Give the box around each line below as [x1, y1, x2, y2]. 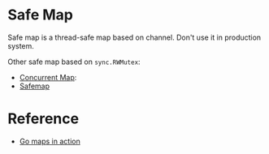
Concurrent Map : [19, 72, 77, 82]
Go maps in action [19, 136, 80, 146]
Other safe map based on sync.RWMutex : [7, 57, 141, 66]
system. [7, 41, 34, 50]
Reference [7, 109, 79, 128]
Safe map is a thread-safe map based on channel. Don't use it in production [7, 32, 262, 42]
